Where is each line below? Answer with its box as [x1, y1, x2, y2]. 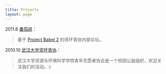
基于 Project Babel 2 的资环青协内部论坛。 [17, 37, 104, 42]
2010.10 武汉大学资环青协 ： [5, 47, 61, 53]
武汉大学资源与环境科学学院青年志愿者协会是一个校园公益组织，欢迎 [17, 57, 158, 63]
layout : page [5, 12, 32, 17]
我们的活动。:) [21, 64, 51, 70]
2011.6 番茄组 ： [5, 26, 37, 32]
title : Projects [5, 7, 39, 12]
